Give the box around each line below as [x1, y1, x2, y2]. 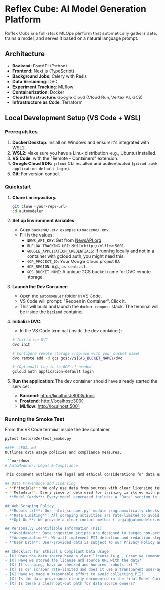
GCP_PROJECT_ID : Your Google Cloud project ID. [27, 259, 121, 264]
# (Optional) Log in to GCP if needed [12, 364, 92, 369]
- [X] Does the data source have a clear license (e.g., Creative [5, 553, 144, 558]
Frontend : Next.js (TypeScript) [12, 68, 75, 74]
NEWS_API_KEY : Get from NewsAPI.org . [27, 237, 103, 243]
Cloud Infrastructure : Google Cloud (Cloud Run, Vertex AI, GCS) [12, 94, 143, 100]
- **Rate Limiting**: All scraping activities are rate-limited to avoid [5, 513, 160, 518]
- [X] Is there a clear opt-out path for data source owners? [5, 581, 135, 586]
